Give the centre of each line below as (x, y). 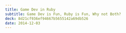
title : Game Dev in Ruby (30, 9)
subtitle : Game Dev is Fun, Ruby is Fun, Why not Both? (63, 14)
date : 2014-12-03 (23, 23)
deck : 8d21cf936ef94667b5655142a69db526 (47, 18)
